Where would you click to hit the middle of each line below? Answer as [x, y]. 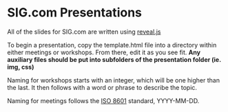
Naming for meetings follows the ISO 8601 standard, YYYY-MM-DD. [103, 100]
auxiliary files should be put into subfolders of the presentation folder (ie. [114, 59]
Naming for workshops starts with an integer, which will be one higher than [114, 80]
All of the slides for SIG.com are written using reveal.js [84, 32]
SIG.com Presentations [75, 13]
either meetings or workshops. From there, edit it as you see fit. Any [104, 52]
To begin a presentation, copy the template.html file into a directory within [112, 45]
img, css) [21, 67]
